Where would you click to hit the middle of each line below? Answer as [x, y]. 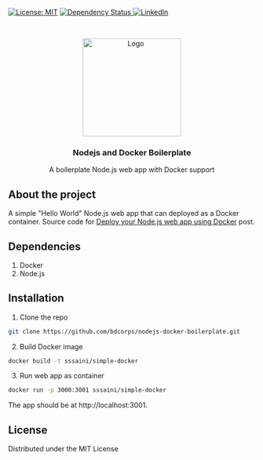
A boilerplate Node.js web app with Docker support [132, 170]
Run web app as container [62, 376]
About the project [52, 194]
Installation [36, 298]
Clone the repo [44, 317]
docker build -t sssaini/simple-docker [73, 361]
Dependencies [44, 246]
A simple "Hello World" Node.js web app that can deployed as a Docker [124, 214]
